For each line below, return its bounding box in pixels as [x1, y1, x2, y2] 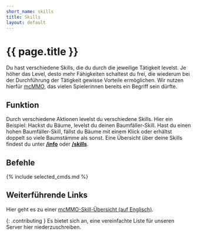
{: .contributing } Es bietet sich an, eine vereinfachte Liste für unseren [6, 217, 175, 224]
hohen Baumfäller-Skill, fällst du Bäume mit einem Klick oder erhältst [6, 128, 172, 135]
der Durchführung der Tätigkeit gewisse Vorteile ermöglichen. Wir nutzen [6, 77, 184, 84]
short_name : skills [6, 8, 54, 15]
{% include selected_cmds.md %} [6, 173, 89, 180]
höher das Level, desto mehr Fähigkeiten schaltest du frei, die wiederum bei [6, 70, 190, 78]
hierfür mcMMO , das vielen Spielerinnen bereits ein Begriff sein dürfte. [6, 83, 178, 90]
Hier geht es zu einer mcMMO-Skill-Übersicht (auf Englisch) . [6, 206, 154, 213]
